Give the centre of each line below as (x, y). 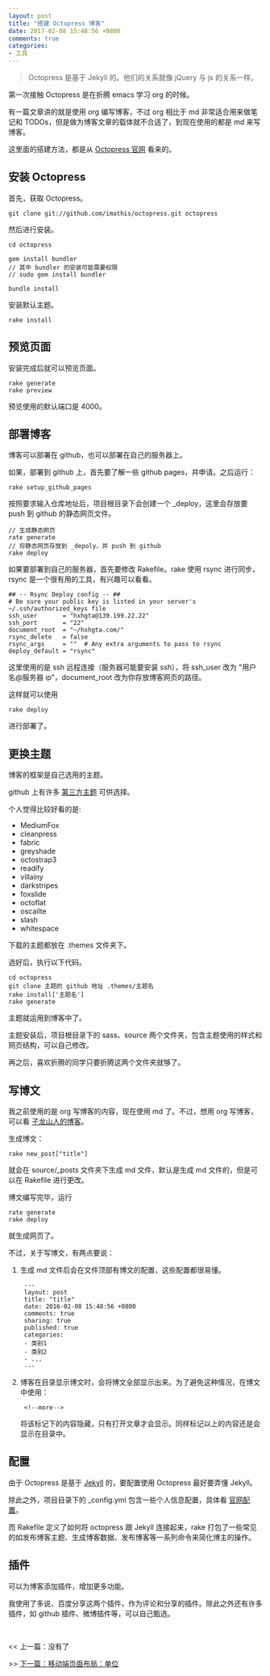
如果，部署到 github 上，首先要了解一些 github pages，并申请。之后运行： (132, 472)
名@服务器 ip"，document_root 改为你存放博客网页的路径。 (107, 678)
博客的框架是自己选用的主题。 (58, 775)
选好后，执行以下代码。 (47, 962)
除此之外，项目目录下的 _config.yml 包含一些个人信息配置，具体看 (118, 1500)
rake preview (30, 390)
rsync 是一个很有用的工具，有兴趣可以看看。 (82, 580)
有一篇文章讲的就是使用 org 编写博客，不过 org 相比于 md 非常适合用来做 (130, 112)
